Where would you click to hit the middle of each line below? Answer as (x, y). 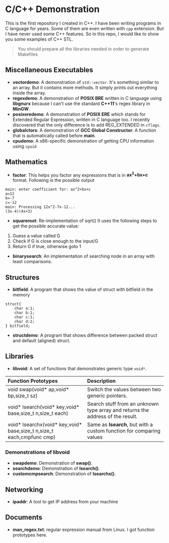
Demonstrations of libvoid (38, 452)
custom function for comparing (124, 430)
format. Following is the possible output (53, 180)
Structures (22, 277)
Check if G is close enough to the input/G (55, 241)
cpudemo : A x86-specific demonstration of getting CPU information (83, 141)
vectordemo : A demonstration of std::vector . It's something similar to (86, 82)
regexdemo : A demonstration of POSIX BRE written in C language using (87, 98)
